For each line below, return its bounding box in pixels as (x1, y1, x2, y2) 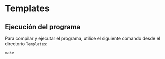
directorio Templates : (5, 41, 48, 47)
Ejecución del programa (5, 23, 81, 31)
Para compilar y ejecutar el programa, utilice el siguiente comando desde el (5, 35, 161, 41)
